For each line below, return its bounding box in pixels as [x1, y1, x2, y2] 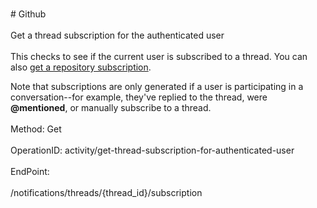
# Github [10, 8, 47, 20]
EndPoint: [10, 166, 50, 177]
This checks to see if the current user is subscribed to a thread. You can [10, 51, 308, 62]
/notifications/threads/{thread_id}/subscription [10, 187, 203, 198]
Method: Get [10, 123, 62, 135]
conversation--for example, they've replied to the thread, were [10, 91, 268, 103]
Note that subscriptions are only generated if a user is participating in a [10, 81, 304, 92]
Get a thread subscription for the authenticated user [10, 29, 225, 41]
